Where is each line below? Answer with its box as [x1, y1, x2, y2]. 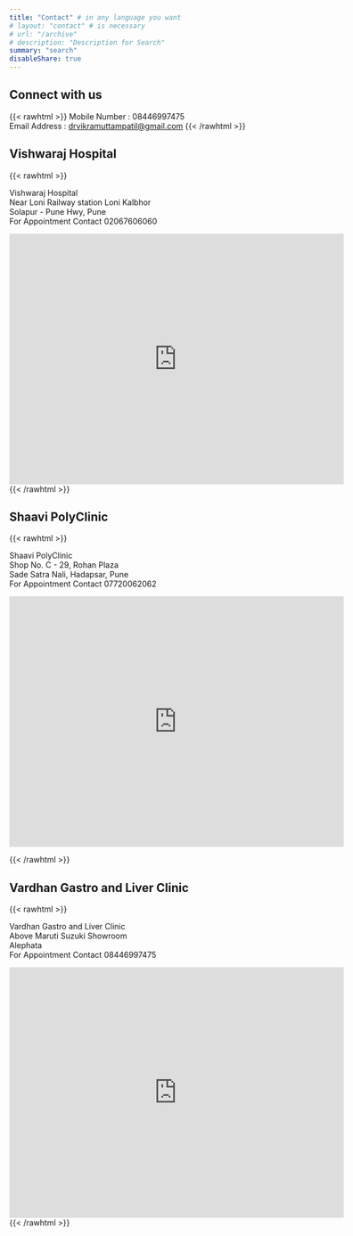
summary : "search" [9, 46, 78, 55]
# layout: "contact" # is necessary [9, 21, 145, 30]
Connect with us [9, 87, 103, 102]
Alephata [9, 940, 43, 951]
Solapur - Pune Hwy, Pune [9, 206, 107, 217]
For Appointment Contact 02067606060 [9, 216, 158, 226]
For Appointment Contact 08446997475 [9, 950, 157, 961]
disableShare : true [9, 54, 82, 63]
